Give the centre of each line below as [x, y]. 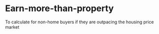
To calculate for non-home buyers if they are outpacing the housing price [79, 22]
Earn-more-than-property [60, 8]
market [12, 27]
